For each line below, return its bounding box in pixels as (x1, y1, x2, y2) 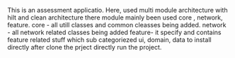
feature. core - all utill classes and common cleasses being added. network (7, 21, 227, 29)
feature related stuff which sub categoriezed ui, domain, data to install (7, 36, 212, 44)
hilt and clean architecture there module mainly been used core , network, (7, 13, 223, 22)
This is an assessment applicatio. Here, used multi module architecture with (7, 6, 228, 14)
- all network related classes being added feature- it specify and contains (7, 28, 222, 36)
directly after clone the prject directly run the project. (7, 43, 162, 51)
